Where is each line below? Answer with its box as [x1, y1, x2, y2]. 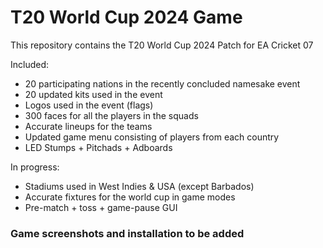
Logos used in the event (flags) [24, 99, 154, 111]
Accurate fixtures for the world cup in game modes [24, 191, 236, 203]
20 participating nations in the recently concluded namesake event [24, 77, 301, 90]
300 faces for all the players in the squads [24, 109, 199, 121]
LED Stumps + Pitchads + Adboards [24, 141, 173, 153]
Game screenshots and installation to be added [10, 226, 245, 240]
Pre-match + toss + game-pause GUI [24, 201, 178, 213]
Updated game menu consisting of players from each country [24, 131, 280, 143]
